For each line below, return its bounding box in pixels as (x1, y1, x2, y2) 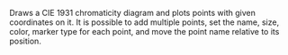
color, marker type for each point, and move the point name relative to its (9, 27, 280, 36)
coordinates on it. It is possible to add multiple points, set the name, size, (9, 17, 280, 27)
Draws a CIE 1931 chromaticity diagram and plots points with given (9, 8, 256, 18)
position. (9, 35, 42, 46)
